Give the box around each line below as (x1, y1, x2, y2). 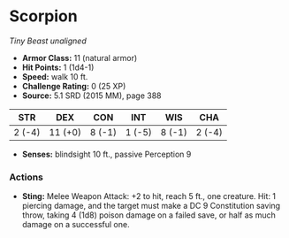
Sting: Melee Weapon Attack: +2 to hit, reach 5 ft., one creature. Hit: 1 (21, 191, 277, 202)
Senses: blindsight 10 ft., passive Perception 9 (21, 149, 192, 159)
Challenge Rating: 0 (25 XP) (21, 81, 126, 91)
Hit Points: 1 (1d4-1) (21, 62, 95, 73)
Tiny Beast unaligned (9, 35, 87, 46)
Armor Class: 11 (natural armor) (21, 52, 138, 63)
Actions (9, 171, 44, 183)
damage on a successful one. (21, 219, 130, 230)
